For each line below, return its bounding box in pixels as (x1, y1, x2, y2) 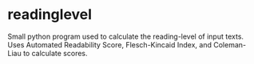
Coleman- (213, 40, 247, 49)
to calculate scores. (22, 48, 89, 58)
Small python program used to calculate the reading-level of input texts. (7, 32, 244, 41)
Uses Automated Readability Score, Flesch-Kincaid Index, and (7, 40, 212, 49)
